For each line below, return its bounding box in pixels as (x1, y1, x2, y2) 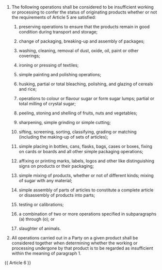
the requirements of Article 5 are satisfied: (11, 15, 97, 20)
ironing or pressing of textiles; (18, 63, 79, 68)
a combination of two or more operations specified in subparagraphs (18, 211, 157, 217)
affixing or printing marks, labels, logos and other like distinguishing (18, 158, 155, 164)
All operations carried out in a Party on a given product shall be (11, 235, 138, 240)
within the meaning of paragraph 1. (11, 251, 81, 256)
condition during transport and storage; (18, 29, 98, 34)
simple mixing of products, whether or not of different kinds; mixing (18, 173, 154, 178)
